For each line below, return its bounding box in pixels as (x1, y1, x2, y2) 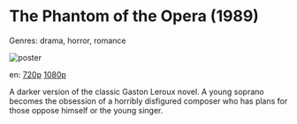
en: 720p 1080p (9, 69, 66, 80)
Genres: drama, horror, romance (9, 35, 126, 46)
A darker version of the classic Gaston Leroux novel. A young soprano (9, 86, 264, 97)
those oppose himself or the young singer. (9, 105, 164, 115)
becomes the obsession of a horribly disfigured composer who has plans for (9, 95, 288, 106)
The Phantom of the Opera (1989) (9, 6, 259, 26)
